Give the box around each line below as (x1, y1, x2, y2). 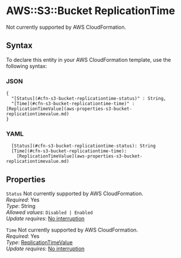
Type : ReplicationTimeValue (6, 239, 73, 246)
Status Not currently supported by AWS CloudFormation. (6, 190, 144, 197)
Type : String (6, 203, 36, 210)
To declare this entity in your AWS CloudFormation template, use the (6, 56, 171, 63)
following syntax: (6, 62, 47, 69)
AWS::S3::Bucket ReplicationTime (6, 4, 176, 18)
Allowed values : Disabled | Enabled (6, 209, 93, 216)
